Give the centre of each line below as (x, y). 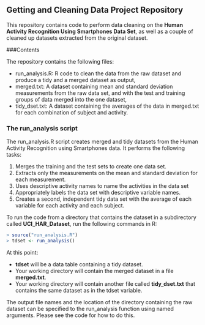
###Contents (23, 50)
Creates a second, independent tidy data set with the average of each (103, 199)
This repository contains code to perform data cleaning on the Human (95, 24)
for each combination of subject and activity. (72, 112)
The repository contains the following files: (60, 61)
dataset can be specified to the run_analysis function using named (90, 308)
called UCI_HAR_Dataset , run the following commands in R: (82, 224)
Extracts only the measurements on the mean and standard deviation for (106, 173)
